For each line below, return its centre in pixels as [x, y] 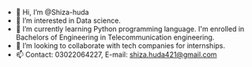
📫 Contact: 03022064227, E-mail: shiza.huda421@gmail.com [116, 54]
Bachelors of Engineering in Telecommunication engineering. [115, 37]
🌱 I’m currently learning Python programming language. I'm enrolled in [130, 29]
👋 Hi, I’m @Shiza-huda [52, 12]
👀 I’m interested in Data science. [68, 20]
